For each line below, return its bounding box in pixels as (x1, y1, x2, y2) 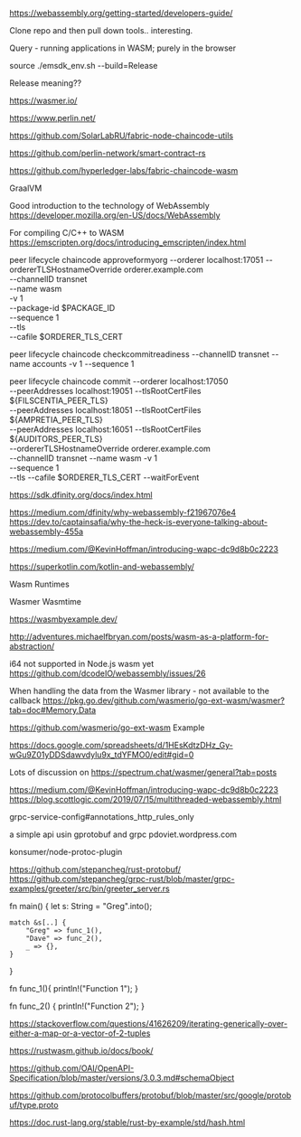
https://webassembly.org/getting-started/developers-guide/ (9, 8, 233, 18)
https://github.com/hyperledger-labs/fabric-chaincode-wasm (9, 165, 239, 175)
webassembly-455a (9, 526, 84, 537)
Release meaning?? (9, 78, 82, 89)
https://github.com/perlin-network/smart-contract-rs (9, 148, 206, 158)
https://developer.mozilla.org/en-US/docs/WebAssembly (9, 210, 221, 221)
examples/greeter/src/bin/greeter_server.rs (9, 883, 170, 894)
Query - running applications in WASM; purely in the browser (9, 42, 237, 53)
